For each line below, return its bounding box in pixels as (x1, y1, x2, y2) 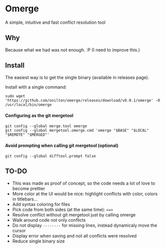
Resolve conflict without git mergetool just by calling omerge (12, 211, 136, 218)
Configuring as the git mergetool (5, 112, 74, 119)
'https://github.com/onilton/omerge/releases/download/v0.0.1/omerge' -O (5, 98, 161, 103)
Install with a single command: (5, 84, 67, 90)
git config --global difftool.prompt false (5, 153, 96, 158)
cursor (12, 227, 26, 233)
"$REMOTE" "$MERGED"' (5, 132, 50, 137)
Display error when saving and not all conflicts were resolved (12, 233, 137, 239)
